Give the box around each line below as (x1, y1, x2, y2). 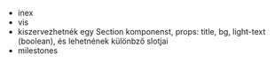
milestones (17, 45, 59, 56)
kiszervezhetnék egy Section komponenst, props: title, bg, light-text (17, 27, 266, 36)
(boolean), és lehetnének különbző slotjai (17, 35, 169, 46)
